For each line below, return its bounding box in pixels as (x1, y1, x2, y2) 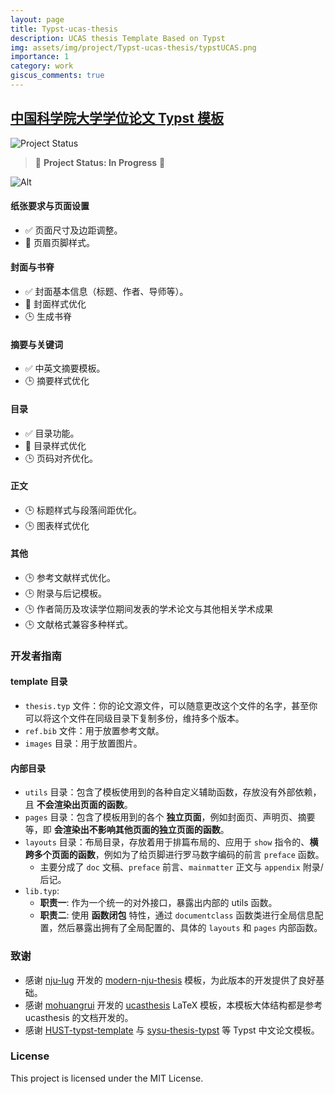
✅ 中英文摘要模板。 (24, 362, 106, 375)
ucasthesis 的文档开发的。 (24, 1011, 134, 1023)
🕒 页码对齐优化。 (24, 452, 98, 464)
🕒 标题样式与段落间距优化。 (24, 504, 142, 516)
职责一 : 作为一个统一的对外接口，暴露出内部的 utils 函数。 (39, 897, 278, 909)
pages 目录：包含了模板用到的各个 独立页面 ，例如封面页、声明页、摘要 (24, 811, 316, 823)
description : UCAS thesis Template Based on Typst (10, 33, 226, 43)
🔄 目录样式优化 (24, 439, 87, 451)
